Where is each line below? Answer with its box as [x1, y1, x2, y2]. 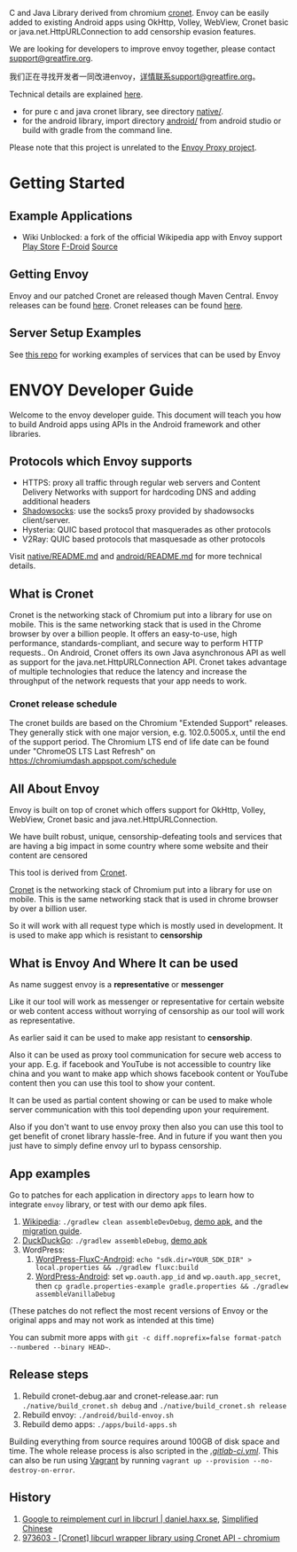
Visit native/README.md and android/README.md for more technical [9, 551, 262, 562]
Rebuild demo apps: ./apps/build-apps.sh [21, 1418, 177, 1430]
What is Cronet [9, 586, 94, 601]
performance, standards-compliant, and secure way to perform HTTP [9, 638, 263, 649]
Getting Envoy [9, 267, 90, 282]
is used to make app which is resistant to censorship [9, 930, 203, 940]
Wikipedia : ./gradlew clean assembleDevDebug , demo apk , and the [21, 1216, 263, 1227]
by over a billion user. [9, 903, 87, 914]
